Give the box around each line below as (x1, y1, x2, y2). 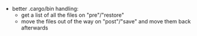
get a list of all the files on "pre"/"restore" (21, 11, 124, 19)
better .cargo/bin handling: (11, 5, 79, 12)
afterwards (21, 24, 48, 31)
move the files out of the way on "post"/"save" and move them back (21, 18, 192, 25)
